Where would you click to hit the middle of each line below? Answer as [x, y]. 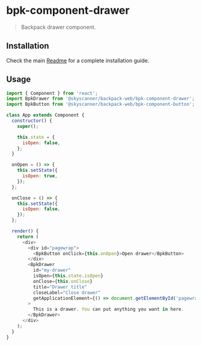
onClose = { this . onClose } [63, 281]
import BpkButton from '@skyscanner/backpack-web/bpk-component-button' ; [101, 105]
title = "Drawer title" [60, 287]
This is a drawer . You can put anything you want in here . [109, 309]
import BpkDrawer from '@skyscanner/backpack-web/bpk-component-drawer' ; [101, 99]
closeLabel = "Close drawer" [67, 293]
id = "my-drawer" [52, 270]
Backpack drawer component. [58, 27]
